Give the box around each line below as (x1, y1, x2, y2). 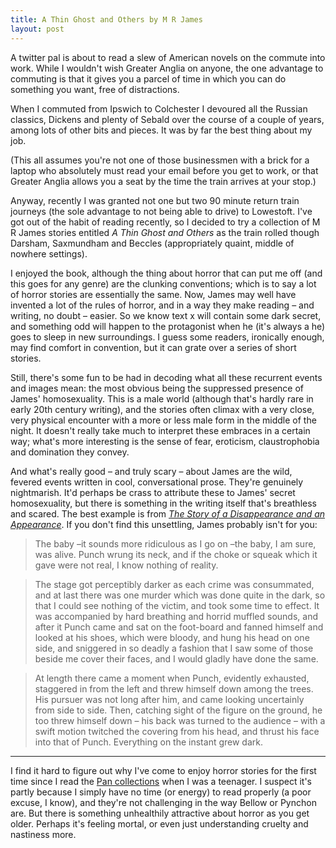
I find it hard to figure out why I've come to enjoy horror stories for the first (10, 764, 317, 776)
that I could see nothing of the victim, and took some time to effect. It (34, 599, 320, 611)
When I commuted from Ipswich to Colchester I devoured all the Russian (10, 102, 308, 115)
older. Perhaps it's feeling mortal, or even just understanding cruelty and (10, 817, 309, 830)
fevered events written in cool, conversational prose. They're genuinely (10, 476, 304, 488)
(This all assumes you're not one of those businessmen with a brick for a (10, 154, 310, 166)
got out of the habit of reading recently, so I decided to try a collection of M (10, 216, 321, 228)
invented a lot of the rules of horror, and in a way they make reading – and (10, 299, 315, 311)
